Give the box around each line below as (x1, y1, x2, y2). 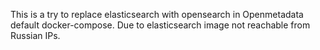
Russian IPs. (10, 30, 61, 41)
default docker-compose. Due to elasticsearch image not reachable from (10, 19, 311, 31)
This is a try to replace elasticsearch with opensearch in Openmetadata (10, 9, 304, 20)
